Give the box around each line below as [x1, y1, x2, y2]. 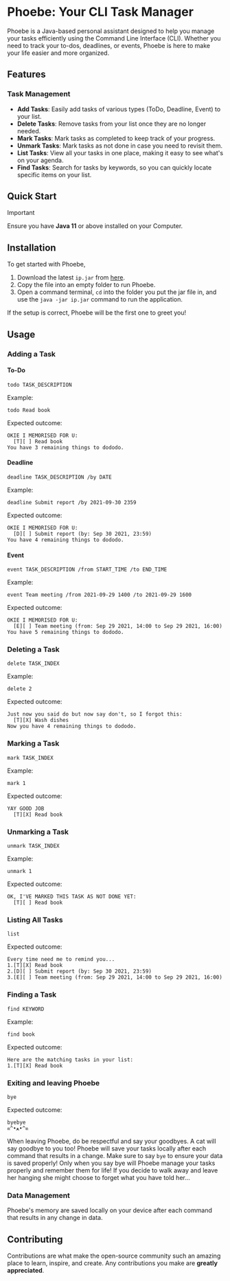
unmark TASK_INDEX [7, 843, 60, 850]
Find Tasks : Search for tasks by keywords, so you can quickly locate [16, 163, 212, 172]
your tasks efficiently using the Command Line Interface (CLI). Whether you [7, 34, 221, 42]
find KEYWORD [7, 1006, 45, 1012]
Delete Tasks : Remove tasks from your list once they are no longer [16, 120, 207, 128]
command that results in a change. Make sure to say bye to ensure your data [7, 1151, 223, 1159]
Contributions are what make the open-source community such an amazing [7, 1251, 221, 1260]
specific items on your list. [16, 170, 92, 179]
